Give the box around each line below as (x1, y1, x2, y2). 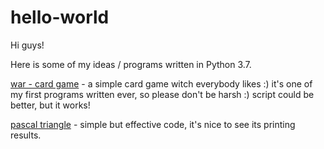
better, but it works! (10, 99, 91, 111)
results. (10, 129, 42, 141)
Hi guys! (10, 39, 45, 51)
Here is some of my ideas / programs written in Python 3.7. (10, 58, 252, 70)
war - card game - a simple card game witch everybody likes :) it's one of (10, 77, 313, 90)
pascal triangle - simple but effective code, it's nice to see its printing (10, 118, 296, 130)
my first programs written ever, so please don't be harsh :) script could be (10, 88, 315, 100)
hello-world (10, 6, 110, 29)
